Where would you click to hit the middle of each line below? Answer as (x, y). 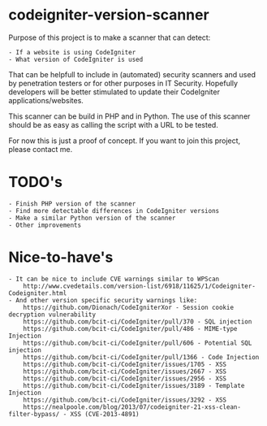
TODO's (36, 183)
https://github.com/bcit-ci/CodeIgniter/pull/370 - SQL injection (138, 322)
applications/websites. (46, 100)
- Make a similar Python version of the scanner (92, 218)
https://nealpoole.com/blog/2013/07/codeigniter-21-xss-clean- (132, 407)
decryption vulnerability (52, 315)
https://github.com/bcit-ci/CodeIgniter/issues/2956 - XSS (125, 378)
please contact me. (41, 149)
